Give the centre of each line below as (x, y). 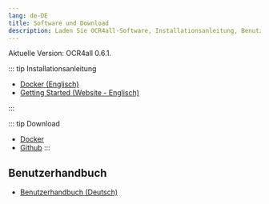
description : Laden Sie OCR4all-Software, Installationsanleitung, (123, 30)
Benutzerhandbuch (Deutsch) (69, 192)
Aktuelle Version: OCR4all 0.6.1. (60, 54)
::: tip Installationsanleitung (52, 69)
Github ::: (35, 148)
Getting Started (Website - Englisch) (80, 93)
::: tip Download (34, 124)
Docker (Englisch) (49, 84)
